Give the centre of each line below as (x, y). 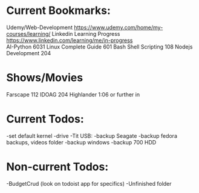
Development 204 (29, 53)
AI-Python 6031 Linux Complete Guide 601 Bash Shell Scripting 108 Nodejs (99, 47)
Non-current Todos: (57, 167)
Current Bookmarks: (58, 11)
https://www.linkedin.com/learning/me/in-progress (70, 40)
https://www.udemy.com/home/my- (118, 27)
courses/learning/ (28, 33)
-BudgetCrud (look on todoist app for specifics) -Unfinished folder (89, 183)
